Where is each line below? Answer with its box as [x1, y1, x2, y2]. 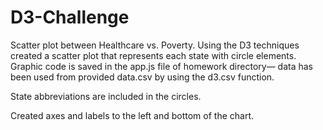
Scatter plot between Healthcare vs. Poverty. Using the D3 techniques [10, 39, 300, 51]
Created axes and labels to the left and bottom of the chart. [10, 109, 255, 121]
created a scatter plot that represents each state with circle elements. [10, 49, 297, 61]
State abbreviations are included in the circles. [10, 90, 202, 102]
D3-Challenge [10, 6, 130, 29]
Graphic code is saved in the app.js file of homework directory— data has [10, 60, 313, 72]
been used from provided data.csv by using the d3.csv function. [10, 71, 275, 83]
